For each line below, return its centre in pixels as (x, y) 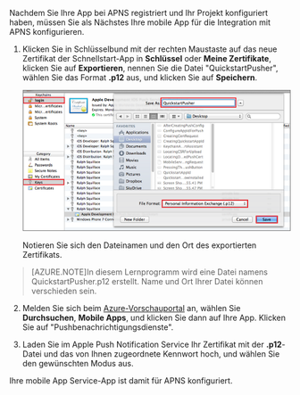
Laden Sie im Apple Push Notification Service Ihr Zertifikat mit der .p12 (152, 344)
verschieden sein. (64, 291)
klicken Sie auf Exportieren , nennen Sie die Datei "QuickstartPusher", (150, 68)
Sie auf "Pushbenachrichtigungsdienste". (98, 327)
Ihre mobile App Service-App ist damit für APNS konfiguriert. (121, 380)
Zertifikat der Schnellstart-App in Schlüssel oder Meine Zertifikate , (147, 58)
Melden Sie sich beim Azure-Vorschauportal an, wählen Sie (131, 308)
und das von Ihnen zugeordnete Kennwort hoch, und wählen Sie (162, 354)
